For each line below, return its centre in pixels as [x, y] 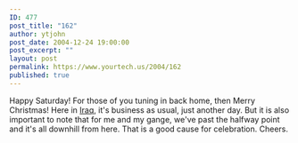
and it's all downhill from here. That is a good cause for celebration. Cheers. [149, 129]
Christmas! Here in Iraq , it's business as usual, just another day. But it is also [149, 110]
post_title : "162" [43, 26]
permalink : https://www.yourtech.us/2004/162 [95, 68]
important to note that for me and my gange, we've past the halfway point [145, 119]
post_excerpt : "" [41, 51]
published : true [39, 75]
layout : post [33, 59]
